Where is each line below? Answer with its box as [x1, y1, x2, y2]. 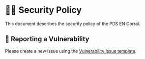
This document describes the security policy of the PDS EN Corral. [5, 21, 140, 27]
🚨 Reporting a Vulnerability [5, 35, 89, 43]
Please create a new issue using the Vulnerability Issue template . [5, 48, 137, 54]
